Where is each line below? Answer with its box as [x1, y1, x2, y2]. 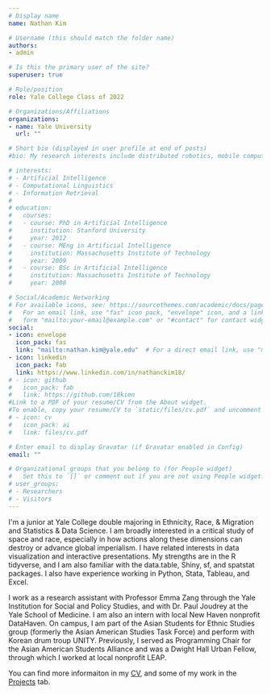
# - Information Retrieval [8, 189, 99, 197]
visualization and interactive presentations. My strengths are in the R [8, 551, 236, 561]
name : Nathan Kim [8, 19, 67, 27]
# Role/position [8, 85, 63, 94]
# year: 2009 [8, 256, 67, 264]
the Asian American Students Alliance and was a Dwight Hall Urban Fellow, [8, 644, 256, 654]
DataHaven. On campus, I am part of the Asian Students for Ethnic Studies [8, 618, 256, 628]
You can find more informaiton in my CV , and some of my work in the [8, 668, 237, 678]
